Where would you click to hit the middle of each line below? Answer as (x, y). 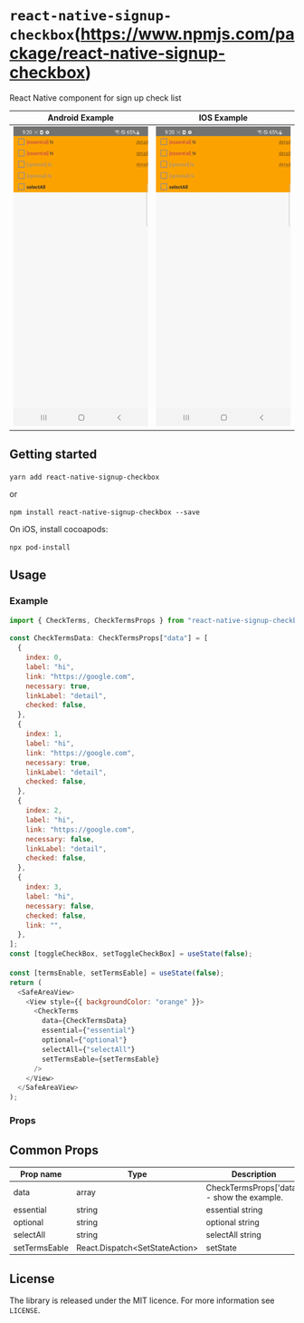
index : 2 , (44, 811)
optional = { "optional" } (85, 1040)
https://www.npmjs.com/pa (187, 34)
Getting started (53, 455)
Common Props (54, 1150)
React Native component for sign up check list (95, 97)
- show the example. (244, 1197)
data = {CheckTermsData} (85, 1021)
